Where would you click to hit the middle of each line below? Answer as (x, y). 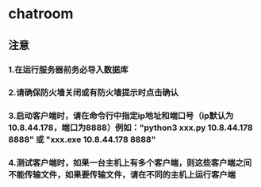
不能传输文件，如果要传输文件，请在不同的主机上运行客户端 (122, 175)
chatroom (41, 14)
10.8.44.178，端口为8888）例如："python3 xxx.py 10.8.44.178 (131, 128)
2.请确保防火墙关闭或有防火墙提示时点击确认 (93, 93)
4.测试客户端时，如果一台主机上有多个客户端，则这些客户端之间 (130, 163)
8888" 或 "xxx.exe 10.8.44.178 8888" (82, 139)
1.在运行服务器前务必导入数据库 (68, 70)
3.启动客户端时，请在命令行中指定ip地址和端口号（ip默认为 (121, 116)
